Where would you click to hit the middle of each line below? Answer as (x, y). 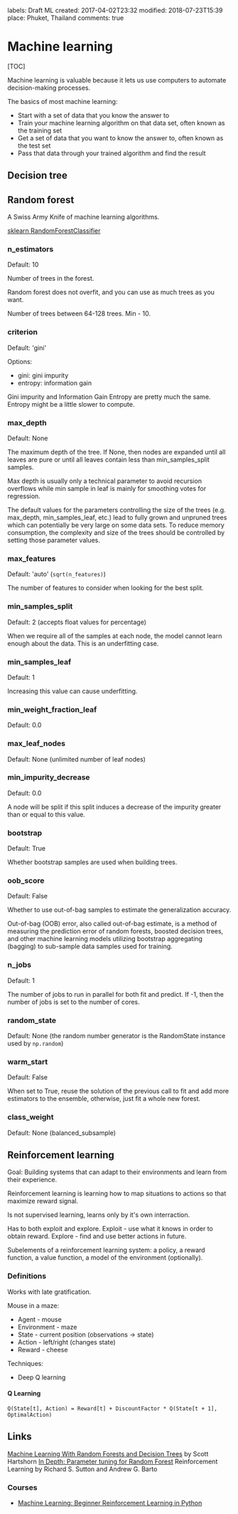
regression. (24, 496)
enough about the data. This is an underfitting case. (83, 643)
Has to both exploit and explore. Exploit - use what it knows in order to (110, 1229)
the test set (34, 145)
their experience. (32, 1180)
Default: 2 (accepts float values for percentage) (77, 622)
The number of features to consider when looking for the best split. (106, 588)
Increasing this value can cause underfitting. (72, 691)
